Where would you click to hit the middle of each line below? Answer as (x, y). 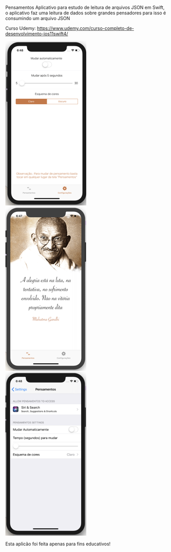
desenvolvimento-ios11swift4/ (37, 34)
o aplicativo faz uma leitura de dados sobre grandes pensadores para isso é (86, 13)
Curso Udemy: (21, 28)
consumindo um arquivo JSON (38, 18)
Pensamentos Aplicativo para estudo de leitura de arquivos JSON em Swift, (85, 7)
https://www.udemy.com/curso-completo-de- (85, 28)
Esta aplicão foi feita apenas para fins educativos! (58, 544)
